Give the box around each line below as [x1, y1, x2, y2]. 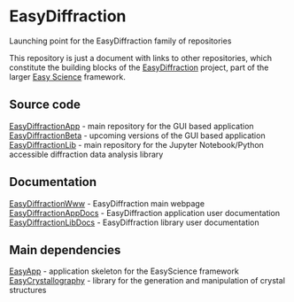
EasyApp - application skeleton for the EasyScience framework [9, 266, 239, 276]
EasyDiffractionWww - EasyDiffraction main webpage [9, 197, 205, 209]
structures [9, 285, 47, 296]
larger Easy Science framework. [9, 71, 126, 81]
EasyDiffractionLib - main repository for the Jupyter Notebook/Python [9, 139, 264, 150]
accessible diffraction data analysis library [9, 149, 164, 159]
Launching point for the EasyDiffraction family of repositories [9, 35, 232, 46]
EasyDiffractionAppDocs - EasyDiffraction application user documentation [9, 207, 281, 218]
